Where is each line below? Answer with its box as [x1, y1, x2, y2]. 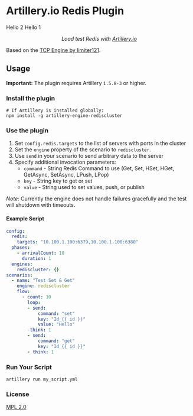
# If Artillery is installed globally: [6, 108, 104, 113]
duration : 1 [21, 255, 51, 261]
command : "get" [37, 338, 76, 344]
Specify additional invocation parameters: [14, 158, 116, 166]
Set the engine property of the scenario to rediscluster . [14, 146, 152, 153]
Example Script [6, 214, 44, 222]
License [6, 390, 30, 398]
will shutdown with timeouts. [6, 201, 76, 209]
